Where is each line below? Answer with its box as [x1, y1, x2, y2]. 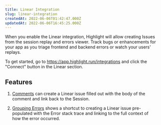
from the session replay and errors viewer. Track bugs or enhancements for [5, 39, 156, 45]
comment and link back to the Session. [12, 96, 90, 102]
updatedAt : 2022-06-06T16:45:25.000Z [5, 20, 81, 26]
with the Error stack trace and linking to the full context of [33, 110, 149, 116]
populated [12, 110, 33, 116]
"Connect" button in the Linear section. [5, 64, 83, 70]
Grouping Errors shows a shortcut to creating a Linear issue [12, 105, 131, 111]
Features [5, 78, 32, 86]
